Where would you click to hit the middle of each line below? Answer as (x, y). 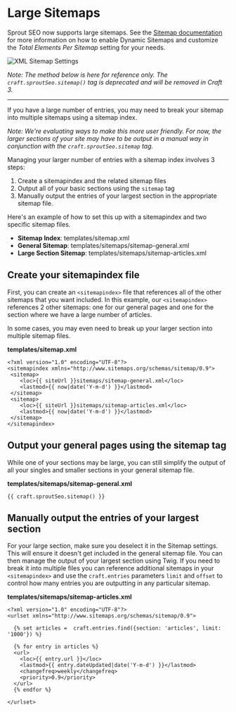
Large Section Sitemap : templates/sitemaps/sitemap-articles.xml (112, 253)
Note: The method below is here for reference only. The (88, 75)
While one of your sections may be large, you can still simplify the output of (117, 462)
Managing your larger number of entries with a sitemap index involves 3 (111, 159)
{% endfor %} (33, 690)
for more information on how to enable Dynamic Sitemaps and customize (113, 39)
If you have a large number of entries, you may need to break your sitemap (115, 110)
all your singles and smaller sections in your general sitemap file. (101, 470)
